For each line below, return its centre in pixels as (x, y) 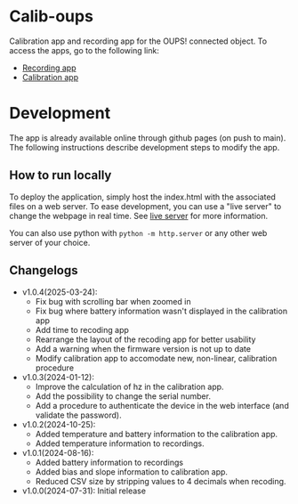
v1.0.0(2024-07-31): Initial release (84, 491)
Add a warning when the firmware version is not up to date (143, 348)
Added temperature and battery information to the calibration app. (157, 434)
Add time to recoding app (82, 329)
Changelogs (44, 270)
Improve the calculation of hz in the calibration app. (129, 386)
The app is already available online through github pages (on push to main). (148, 138)
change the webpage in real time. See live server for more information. (139, 215)
